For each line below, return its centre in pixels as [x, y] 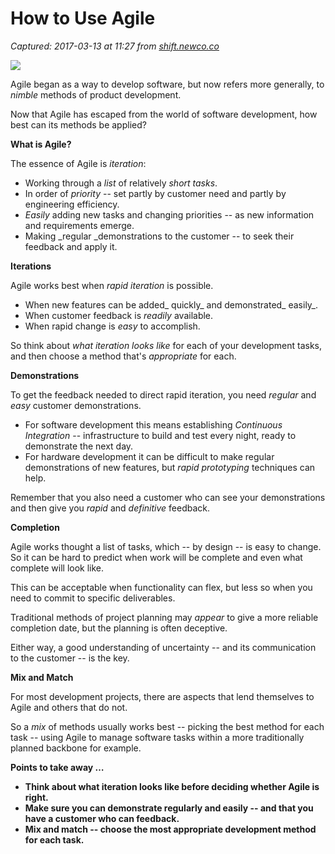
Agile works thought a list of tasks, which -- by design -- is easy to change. [166, 546]
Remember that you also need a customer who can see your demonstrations [168, 497]
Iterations [31, 266]
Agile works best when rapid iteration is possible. [112, 285]
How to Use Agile [83, 18]
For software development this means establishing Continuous [153, 424]
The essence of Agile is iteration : [78, 163]
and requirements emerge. [79, 225]
